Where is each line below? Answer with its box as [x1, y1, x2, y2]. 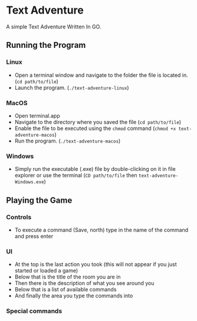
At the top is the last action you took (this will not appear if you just [14, 261, 177, 268]
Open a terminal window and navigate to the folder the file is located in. [14, 72, 189, 79]
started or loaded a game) [14, 267, 78, 274]
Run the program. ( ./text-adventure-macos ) [14, 137, 121, 144]
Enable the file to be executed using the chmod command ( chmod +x [14, 125, 176, 132]
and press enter [14, 232, 54, 239]
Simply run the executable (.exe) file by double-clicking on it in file [14, 166, 176, 173]
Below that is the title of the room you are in [14, 273, 121, 281]
